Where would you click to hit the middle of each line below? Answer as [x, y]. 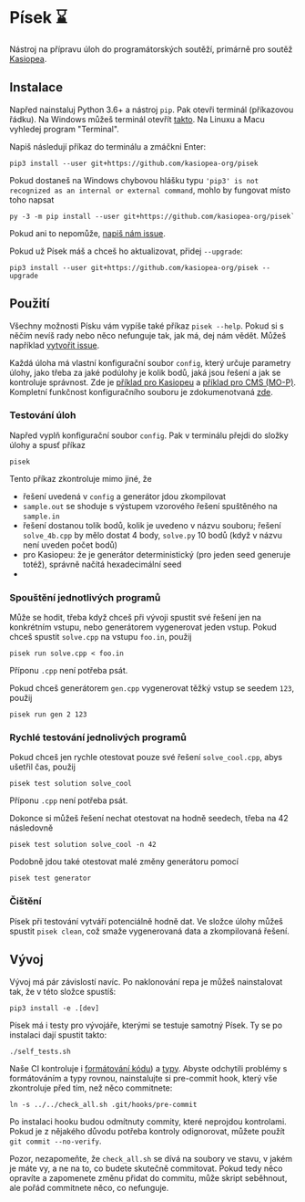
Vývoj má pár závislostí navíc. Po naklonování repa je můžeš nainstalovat [146, 981]
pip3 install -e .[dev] [55, 1008]
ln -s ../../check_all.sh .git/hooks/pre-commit [103, 1104]
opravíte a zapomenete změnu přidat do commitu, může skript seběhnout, [148, 1177]
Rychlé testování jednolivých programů [98, 737]
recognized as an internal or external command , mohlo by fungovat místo [150, 190]
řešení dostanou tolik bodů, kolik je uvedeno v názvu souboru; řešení [152, 525]
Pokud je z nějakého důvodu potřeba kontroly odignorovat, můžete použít [147, 1131]
